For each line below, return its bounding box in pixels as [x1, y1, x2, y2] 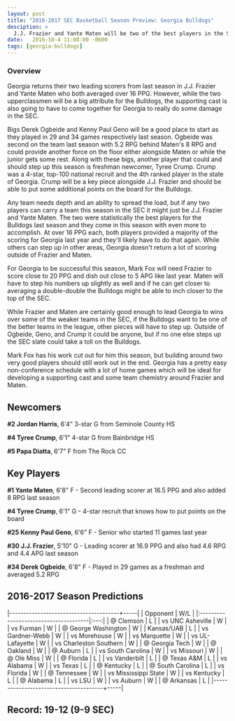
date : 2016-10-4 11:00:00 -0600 [7, 36, 108, 43]
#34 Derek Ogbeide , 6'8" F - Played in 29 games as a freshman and [7, 562, 205, 571]
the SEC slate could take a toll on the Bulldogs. [7, 337, 142, 346]
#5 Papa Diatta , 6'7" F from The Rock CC [7, 447, 127, 456]
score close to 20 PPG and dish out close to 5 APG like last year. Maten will [7, 271, 224, 281]
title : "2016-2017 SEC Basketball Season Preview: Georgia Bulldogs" [7, 17, 215, 24]
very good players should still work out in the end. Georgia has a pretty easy [7, 358, 227, 367]
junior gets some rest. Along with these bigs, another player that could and [7, 155, 222, 163]
